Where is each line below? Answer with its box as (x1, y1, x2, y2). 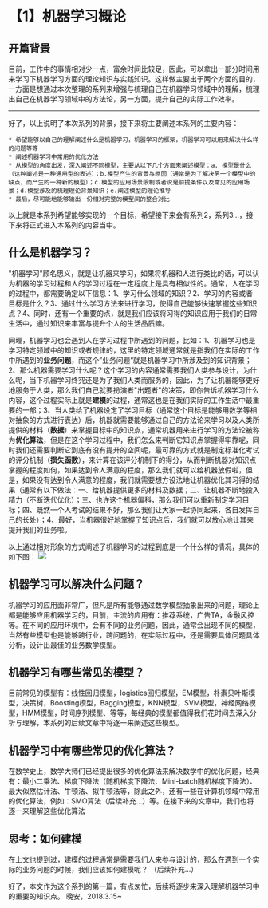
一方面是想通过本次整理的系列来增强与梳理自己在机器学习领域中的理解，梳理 (8, 85, 260, 93)
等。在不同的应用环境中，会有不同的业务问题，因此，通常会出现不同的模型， (8, 620, 260, 630)
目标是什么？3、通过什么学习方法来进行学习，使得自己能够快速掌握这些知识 (8, 298, 258, 308)
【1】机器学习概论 (8, 7, 127, 26)
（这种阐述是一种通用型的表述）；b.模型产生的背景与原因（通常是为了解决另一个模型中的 (8, 170, 256, 178)
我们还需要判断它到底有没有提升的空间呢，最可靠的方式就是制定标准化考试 (14, 444, 260, 455)
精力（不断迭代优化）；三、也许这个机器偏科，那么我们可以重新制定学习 (8, 495, 242, 504)
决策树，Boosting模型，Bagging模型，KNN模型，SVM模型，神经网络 (22, 698, 250, 708)
